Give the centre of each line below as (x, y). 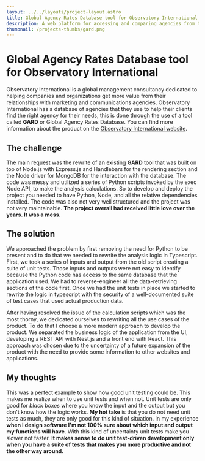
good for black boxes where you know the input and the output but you (96, 405)
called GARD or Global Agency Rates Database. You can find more (90, 122)
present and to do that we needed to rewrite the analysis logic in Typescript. (102, 255)
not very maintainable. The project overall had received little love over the (101, 208)
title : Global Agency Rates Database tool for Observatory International (102, 18)
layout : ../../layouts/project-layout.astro (64, 12)
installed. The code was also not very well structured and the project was (98, 202)
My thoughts (31, 378)
